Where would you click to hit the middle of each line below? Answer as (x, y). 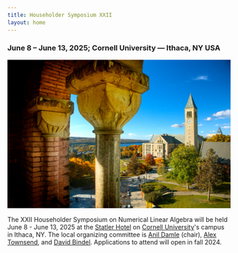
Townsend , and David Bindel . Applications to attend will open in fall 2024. (114, 242)
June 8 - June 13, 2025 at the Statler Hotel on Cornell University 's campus (116, 227)
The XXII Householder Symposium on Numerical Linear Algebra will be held (118, 220)
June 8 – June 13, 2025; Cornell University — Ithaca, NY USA (114, 48)
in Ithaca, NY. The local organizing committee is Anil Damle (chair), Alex (112, 235)
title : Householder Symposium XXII (60, 15)
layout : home (27, 22)
